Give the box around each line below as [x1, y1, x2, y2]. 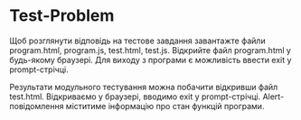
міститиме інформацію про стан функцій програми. [65, 100, 265, 111]
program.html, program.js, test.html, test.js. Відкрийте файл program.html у [9, 44, 292, 55]
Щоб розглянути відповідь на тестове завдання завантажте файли [9, 35, 266, 46]
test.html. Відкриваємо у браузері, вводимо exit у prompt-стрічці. [9, 91, 261, 102]
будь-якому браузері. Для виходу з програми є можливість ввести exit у [9, 54, 292, 65]
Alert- [262, 91, 285, 102]
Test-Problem [9, 5, 115, 26]
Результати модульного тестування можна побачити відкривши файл [9, 81, 278, 92]
